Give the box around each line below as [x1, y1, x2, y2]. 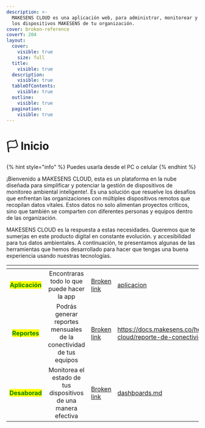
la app [57, 292, 76, 301]
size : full [17, 54, 45, 61]
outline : [12, 94, 34, 100]
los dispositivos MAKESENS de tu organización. [12, 20, 135, 26]
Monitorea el [48, 366, 85, 374]
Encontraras [49, 269, 84, 278]
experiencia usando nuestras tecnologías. [6, 252, 112, 260]
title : [12, 60, 29, 66]
